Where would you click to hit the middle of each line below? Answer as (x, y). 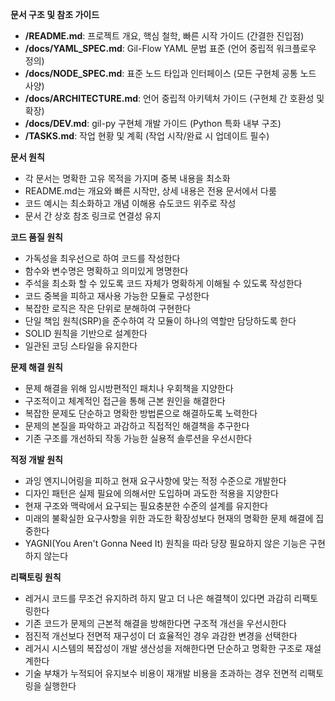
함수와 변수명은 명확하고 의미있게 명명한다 (106, 271)
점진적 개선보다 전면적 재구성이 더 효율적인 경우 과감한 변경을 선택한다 (161, 636)
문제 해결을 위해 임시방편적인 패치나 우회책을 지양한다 (129, 388)
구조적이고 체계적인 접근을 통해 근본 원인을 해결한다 (125, 401)
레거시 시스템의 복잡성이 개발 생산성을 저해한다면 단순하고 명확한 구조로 (163, 648)
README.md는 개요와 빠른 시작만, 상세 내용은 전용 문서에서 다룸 (150, 191)
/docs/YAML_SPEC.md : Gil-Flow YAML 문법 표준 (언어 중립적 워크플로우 (170, 48)
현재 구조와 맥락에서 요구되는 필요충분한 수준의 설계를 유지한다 (146, 506)
